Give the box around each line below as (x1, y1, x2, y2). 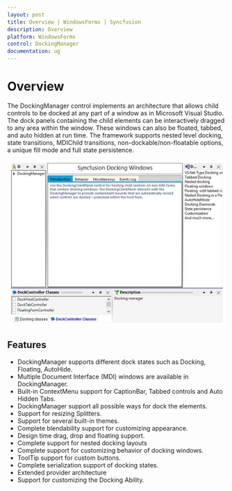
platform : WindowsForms (7, 33, 76, 40)
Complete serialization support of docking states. (17, 460, 158, 469)
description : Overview (7, 26, 73, 33)
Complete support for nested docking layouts (17, 438, 147, 447)
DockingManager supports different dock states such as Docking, (17, 358, 206, 366)
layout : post (7, 11, 45, 18)
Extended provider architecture (17, 468, 107, 476)
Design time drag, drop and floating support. (17, 431, 145, 440)
